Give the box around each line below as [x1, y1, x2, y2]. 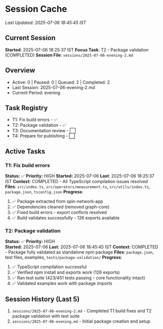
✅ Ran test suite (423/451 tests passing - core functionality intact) [12, 275, 145, 281]
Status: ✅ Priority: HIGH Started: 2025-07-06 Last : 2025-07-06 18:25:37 [5, 173, 155, 179]
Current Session [5, 34, 56, 42]
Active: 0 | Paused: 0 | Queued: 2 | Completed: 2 [12, 79, 110, 85]
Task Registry [5, 104, 48, 112]
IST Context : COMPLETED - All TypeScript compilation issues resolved [5, 179, 148, 185]
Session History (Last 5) [5, 295, 80, 303]
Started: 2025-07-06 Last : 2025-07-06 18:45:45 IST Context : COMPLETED [5, 244, 159, 250]
